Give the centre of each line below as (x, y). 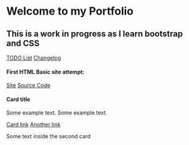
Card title (18, 99)
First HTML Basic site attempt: (45, 72)
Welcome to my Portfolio (70, 11)
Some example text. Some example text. (57, 113)
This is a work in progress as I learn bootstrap (94, 34)
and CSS (23, 43)
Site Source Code (28, 85)
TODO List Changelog (34, 58)
